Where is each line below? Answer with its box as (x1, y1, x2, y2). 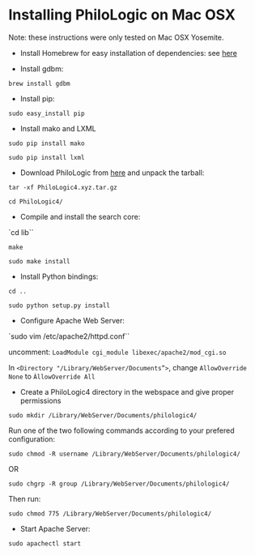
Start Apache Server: (19, 524, 91, 533)
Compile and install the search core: (19, 212, 141, 221)
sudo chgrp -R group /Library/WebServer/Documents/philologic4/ (8, 480, 230, 488)
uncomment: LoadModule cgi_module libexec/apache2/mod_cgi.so (8, 347, 227, 357)
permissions (19, 396, 62, 405)
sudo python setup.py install (8, 302, 111, 310)
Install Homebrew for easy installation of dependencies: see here (19, 48, 237, 58)
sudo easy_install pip (8, 109, 85, 118)
